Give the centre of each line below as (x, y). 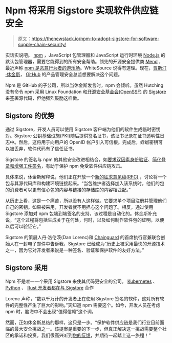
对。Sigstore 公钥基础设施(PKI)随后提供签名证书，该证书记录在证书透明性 (83, 136)
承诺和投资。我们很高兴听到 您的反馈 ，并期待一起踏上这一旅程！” (82, 335)
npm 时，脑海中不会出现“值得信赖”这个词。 (51, 311)
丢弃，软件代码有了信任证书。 (46, 148)
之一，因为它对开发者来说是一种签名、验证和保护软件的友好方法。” (75, 250)
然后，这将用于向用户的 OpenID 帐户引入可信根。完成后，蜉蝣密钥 (89, 142)
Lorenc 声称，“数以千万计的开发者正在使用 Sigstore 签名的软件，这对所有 (83, 298)
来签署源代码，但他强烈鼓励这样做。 (44, 98)
